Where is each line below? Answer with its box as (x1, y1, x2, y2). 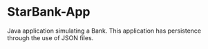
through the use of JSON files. (7, 33, 94, 42)
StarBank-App (7, 4, 91, 20)
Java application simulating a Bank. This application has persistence (7, 27, 202, 35)
